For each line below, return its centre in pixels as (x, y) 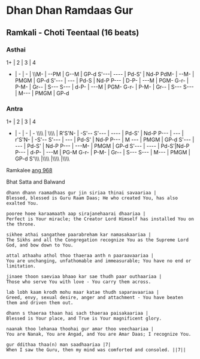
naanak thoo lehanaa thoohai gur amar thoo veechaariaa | (80, 329)
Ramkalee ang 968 (29, 171)
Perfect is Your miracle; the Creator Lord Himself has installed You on (100, 219)
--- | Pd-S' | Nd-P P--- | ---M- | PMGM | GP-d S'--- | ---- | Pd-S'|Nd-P (102, 146)
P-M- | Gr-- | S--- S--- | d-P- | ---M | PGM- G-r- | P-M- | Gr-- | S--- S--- (104, 87)
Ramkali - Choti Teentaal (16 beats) (73, 33)
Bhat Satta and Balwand (36, 182)
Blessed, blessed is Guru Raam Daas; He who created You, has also (92, 198)
